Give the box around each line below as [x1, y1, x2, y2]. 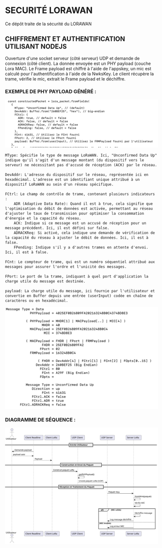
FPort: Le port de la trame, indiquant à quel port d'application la [5, 274, 149, 279]
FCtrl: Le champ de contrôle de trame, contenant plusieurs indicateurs [5, 191, 155, 196]
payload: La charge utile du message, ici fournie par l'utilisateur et [5, 288, 155, 293]
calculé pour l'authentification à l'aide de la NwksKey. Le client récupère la [5, 71, 154, 77]
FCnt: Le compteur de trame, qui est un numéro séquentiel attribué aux [5, 259, 155, 264]
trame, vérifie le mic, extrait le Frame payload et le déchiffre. [5, 76, 126, 82]
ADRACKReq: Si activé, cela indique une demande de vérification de [14, 230, 155, 235]
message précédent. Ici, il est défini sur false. [5, 225, 110, 230]
